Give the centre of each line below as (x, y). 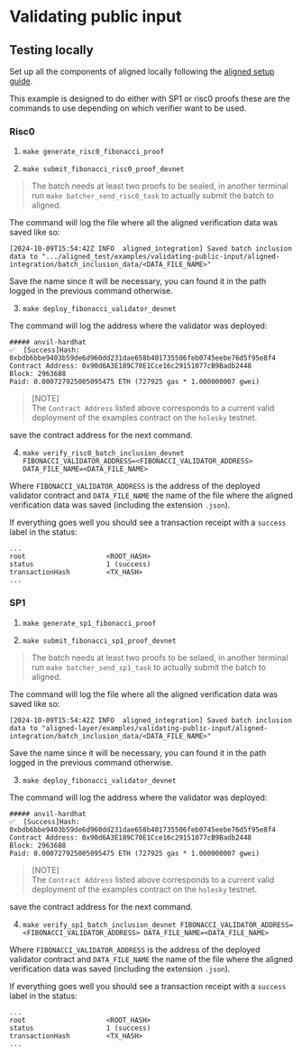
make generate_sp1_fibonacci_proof (89, 623)
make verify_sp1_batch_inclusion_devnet (99, 925)
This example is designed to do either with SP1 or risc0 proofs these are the (150, 98)
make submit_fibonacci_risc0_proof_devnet (103, 170)
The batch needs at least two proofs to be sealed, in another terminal (160, 186)
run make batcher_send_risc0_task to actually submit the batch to (153, 196)
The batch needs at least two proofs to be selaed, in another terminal (160, 657)
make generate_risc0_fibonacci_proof (93, 152)
